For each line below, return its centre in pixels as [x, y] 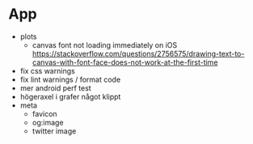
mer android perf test [55, 88]
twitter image [54, 131]
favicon [45, 113]
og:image [48, 122]
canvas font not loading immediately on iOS [105, 44]
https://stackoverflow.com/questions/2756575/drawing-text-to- [138, 53]
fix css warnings [47, 70]
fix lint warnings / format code [70, 79]
